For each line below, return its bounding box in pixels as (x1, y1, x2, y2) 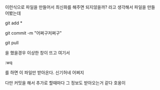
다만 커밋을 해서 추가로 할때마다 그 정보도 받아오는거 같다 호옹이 (5, 80, 126, 86)
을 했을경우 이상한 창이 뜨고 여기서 (5, 50, 70, 55)
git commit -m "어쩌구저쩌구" (5, 30, 62, 36)
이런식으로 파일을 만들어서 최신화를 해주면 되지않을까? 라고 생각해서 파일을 (5, 4, 146, 10)
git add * (5, 20, 23, 26)
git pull (5, 40, 19, 45)
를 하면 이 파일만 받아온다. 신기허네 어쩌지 (5, 70, 84, 75)
